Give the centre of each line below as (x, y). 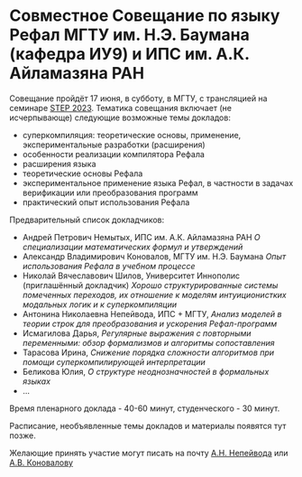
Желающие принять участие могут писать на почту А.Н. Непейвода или (149, 453)
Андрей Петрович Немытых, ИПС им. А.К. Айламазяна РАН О (141, 237)
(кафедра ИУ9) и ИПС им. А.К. (129, 54)
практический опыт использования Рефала (106, 202)
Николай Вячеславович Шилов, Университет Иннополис (131, 276)
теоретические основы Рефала (82, 173)
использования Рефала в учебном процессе (109, 266)
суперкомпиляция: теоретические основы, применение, (132, 135)
